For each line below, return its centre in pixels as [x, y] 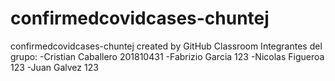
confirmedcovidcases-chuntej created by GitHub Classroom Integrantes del [166, 46]
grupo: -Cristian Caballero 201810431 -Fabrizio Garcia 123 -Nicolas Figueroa [167, 56]
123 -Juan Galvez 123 [54, 67]
